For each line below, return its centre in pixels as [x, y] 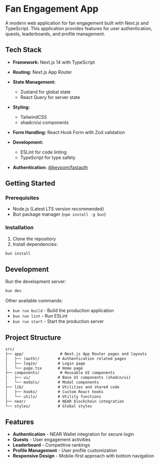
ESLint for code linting [44, 152]
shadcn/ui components [44, 122]
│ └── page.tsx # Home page [44, 368]
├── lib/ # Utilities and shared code [62, 387]
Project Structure [33, 337]
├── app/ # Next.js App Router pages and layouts [76, 354]
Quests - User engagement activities [51, 440]
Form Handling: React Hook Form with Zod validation [69, 132]
